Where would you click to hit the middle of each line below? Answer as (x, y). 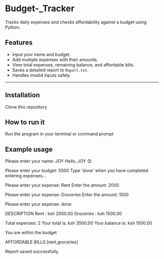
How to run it (25, 122)
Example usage (29, 149)
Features (19, 43)
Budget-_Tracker (40, 9)
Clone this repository (26, 107)
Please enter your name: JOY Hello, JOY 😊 (48, 161)
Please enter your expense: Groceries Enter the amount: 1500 (67, 195)
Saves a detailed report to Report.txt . (50, 70)
